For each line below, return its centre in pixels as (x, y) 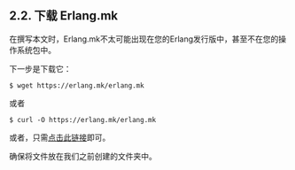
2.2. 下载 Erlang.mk (64, 16)
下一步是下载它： (40, 68)
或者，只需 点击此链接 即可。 (60, 137)
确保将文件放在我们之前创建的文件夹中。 (83, 156)
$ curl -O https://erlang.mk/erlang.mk (83, 120)
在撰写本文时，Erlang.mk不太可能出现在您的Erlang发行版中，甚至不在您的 (144, 39)
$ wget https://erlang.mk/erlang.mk (77, 85)
